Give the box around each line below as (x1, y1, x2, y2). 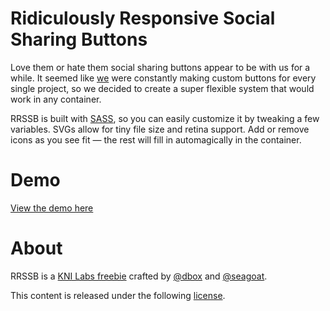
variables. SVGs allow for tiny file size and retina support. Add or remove (10, 123, 310, 135)
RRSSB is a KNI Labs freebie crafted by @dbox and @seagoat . (10, 270, 268, 282)
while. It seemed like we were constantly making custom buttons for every (10, 72, 317, 84)
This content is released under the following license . (10, 289, 226, 301)
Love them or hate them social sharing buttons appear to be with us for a (10, 61, 311, 73)
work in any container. (10, 93, 102, 105)
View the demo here (10, 202, 94, 214)
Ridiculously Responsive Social (10, 7, 276, 30)
